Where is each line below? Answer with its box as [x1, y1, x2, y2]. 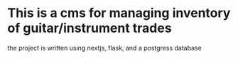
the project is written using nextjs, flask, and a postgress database [7, 43, 202, 52]
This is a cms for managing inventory [7, 5, 231, 21]
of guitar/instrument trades [7, 20, 172, 36]
